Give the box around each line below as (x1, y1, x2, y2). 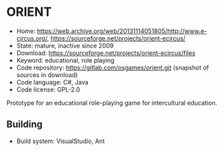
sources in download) (16, 70, 78, 79)
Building (6, 118, 43, 131)
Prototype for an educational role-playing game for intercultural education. (6, 98, 218, 107)
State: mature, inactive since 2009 (16, 41, 114, 50)
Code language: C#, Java (16, 78, 89, 86)
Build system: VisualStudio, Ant (16, 137, 105, 145)
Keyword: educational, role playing (16, 56, 115, 64)
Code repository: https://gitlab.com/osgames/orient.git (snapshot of (16, 63, 210, 72)
